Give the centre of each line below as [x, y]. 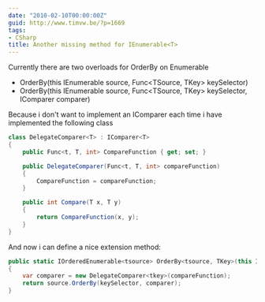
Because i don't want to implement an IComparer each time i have [115, 114]
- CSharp [22, 37]
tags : [17, 30]
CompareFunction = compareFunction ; [97, 181]
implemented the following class [61, 123]
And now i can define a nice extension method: [85, 247]
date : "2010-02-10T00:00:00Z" [58, 15]
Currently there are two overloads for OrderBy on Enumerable [108, 67]
